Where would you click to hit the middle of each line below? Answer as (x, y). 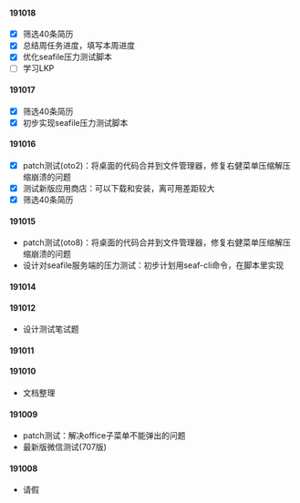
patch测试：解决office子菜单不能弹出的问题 (104, 436)
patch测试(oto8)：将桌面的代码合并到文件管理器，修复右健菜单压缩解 (153, 242)
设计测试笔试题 (51, 329)
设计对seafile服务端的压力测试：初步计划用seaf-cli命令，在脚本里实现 (153, 265)
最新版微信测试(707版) (65, 447)
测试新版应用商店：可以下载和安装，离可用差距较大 (119, 189)
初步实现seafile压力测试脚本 (75, 122)
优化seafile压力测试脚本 (67, 57)
